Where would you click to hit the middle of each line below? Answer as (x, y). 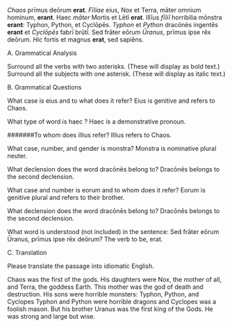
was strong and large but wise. (51, 316)
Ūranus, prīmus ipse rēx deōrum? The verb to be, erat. (85, 239)
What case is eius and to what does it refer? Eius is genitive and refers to (111, 101)
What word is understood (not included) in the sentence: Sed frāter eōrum (113, 232)
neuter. (17, 156)
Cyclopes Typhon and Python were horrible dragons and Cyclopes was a (112, 302)
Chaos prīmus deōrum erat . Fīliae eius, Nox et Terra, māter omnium (104, 10)
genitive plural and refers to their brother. (66, 198)
